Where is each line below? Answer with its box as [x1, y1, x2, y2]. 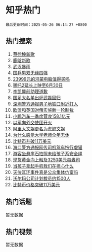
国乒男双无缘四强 [12, 70, 48, 76]
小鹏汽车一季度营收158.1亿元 [12, 113, 71, 119]
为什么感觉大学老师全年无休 [12, 132, 70, 138]
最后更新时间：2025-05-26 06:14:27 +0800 [5, 22, 87, 27]
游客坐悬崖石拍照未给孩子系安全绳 [12, 150, 83, 157]
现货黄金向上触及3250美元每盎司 [12, 157, 81, 163]
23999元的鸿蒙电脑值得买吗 [12, 76, 70, 82]
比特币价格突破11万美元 [12, 181, 60, 187]
